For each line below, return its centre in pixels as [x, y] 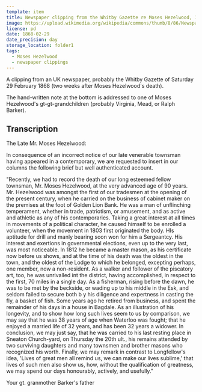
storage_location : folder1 [40, 46]
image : [14, 23]
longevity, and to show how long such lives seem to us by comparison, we [98, 314]
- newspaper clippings [40, 62]
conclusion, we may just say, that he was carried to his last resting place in [99, 333]
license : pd [21, 29]
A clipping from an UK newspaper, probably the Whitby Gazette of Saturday [100, 79]
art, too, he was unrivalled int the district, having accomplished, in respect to [101, 275]
